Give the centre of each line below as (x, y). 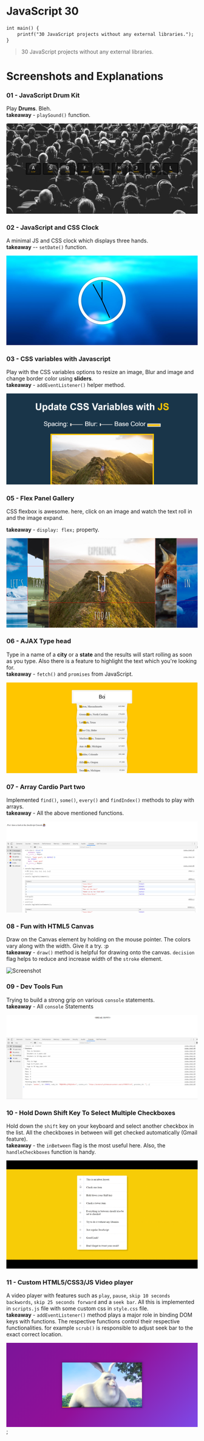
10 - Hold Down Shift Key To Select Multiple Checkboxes (91, 1113)
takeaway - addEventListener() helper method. (66, 385)
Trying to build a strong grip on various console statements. (80, 1000)
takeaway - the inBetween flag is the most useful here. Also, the (86, 1145)
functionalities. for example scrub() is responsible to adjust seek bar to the (100, 1328)
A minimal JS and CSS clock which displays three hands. (77, 240)
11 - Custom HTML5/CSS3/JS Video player (70, 1282)
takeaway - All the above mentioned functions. (65, 813)
